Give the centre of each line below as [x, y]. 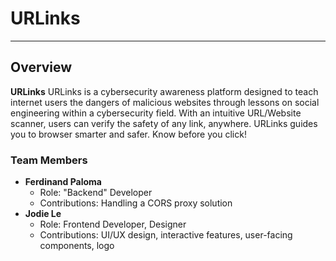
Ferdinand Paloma [63, 182]
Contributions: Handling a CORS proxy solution [136, 203]
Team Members [49, 160]
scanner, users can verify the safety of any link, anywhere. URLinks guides [164, 123]
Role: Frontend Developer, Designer [113, 224]
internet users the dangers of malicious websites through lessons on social [165, 102]
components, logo [77, 246]
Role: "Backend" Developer [96, 193]
